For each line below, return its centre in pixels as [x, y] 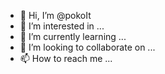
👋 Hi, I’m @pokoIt [55, 15]
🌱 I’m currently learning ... [73, 36]
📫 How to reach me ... [66, 58]
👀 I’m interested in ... [62, 26]
